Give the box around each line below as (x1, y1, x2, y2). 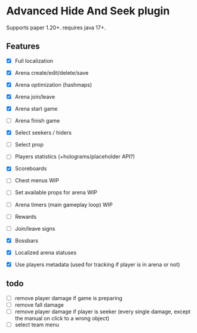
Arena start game (14, 105, 58, 112)
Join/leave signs (14, 225, 56, 232)
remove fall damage (14, 301, 64, 308)
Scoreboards (14, 165, 47, 172)
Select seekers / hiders (14, 129, 72, 136)
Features (6, 41, 40, 51)
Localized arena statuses (14, 249, 76, 256)
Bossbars (14, 237, 39, 244)
